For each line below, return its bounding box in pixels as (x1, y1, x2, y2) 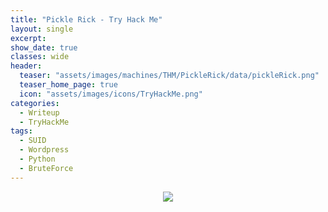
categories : (10, 98, 60, 108)
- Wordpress (19, 145, 70, 155)
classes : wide (10, 52, 70, 62)
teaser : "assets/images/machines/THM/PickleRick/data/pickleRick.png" (19, 71, 320, 81)
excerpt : (10, 33, 47, 43)
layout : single (10, 24, 74, 34)
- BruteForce (19, 163, 74, 173)
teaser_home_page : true (19, 80, 118, 90)
